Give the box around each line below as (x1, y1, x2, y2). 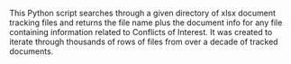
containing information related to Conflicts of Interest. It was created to (9, 27, 273, 37)
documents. (9, 46, 54, 57)
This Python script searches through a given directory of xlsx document (9, 8, 277, 18)
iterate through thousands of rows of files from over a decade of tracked (9, 36, 278, 47)
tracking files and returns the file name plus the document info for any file (9, 17, 283, 28)
